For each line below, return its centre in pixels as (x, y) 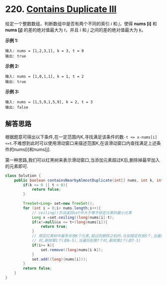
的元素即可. (17, 166)
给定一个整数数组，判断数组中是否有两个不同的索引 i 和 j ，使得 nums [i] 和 (81, 23)
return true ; (54, 227)
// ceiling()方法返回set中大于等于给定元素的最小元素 (82, 213)
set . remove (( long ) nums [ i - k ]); (72, 250)
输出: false (17, 107)
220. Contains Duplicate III (61, 9)
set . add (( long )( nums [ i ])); (60, 259)
